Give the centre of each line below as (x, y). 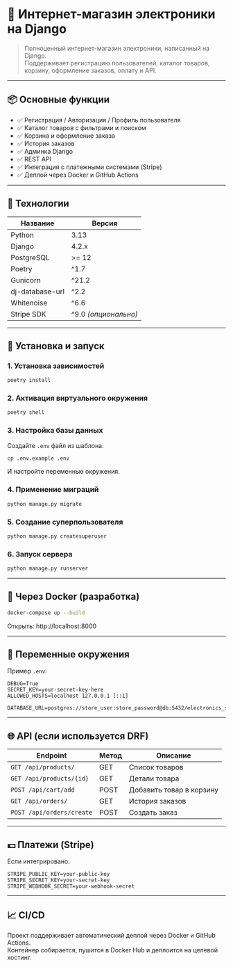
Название (37, 223)
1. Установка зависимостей (56, 366)
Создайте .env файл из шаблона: (55, 445)
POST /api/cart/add (43, 790)
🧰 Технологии (38, 203)
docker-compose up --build (46, 613)
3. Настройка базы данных (55, 431)
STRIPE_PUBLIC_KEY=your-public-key (59, 874)
